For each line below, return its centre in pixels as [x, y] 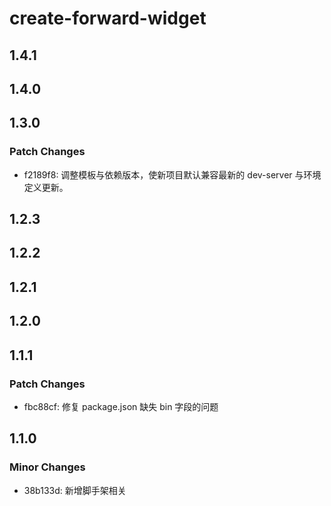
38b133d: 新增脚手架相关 [75, 490]
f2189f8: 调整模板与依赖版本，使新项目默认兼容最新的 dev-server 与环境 [172, 174]
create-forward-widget [108, 18]
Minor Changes [47, 467]
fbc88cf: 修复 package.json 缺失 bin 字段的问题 [121, 406]
